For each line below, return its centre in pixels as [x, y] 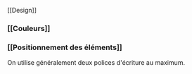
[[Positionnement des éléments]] [65, 47]
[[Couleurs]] [29, 28]
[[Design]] [22, 10]
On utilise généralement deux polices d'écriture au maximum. [96, 63]
